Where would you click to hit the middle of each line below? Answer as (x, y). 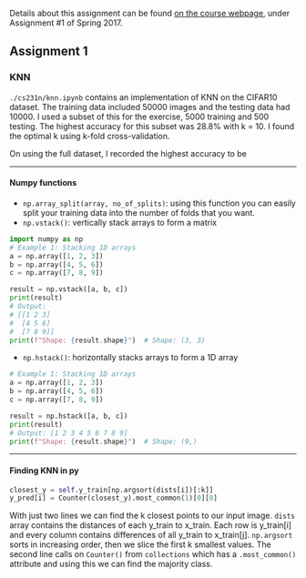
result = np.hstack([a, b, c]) (69, 416)
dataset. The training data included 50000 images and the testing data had (150, 106)
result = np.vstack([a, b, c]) (69, 289)
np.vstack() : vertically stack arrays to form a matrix (119, 222)
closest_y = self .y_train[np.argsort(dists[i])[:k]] (112, 490)
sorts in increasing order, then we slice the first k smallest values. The (140, 544)
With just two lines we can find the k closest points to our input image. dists (153, 516)
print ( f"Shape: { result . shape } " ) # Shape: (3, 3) (107, 340)
